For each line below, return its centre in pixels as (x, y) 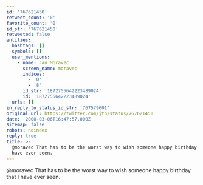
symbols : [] (27, 52)
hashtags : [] (28, 46)
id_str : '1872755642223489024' (62, 91)
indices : (33, 74)
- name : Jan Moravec (43, 62)
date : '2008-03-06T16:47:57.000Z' (50, 119)
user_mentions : (31, 57)
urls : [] (23, 102)
